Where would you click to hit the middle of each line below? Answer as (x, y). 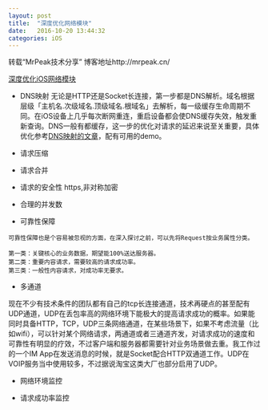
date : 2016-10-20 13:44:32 (57, 30)
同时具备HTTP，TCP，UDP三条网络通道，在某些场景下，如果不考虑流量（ (130, 324)
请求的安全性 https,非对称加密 (69, 187)
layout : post (30, 16)
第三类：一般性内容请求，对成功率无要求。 (68, 271)
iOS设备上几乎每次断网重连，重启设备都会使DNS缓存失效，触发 (146, 116)
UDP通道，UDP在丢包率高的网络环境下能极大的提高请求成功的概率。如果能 (132, 314)
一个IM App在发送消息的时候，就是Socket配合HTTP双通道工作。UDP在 (132, 354)
